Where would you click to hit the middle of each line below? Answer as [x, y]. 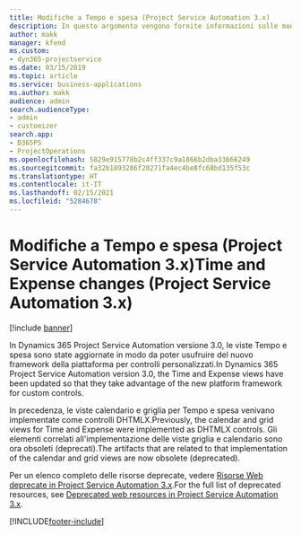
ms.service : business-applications [76, 84]
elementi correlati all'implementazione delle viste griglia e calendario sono [146, 439]
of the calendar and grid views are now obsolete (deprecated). [125, 458]
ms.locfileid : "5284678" [56, 202]
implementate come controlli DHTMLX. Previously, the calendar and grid [142, 419]
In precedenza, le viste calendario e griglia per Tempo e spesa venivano [142, 410]
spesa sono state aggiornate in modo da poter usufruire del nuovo [131, 355]
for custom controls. [47, 392]
